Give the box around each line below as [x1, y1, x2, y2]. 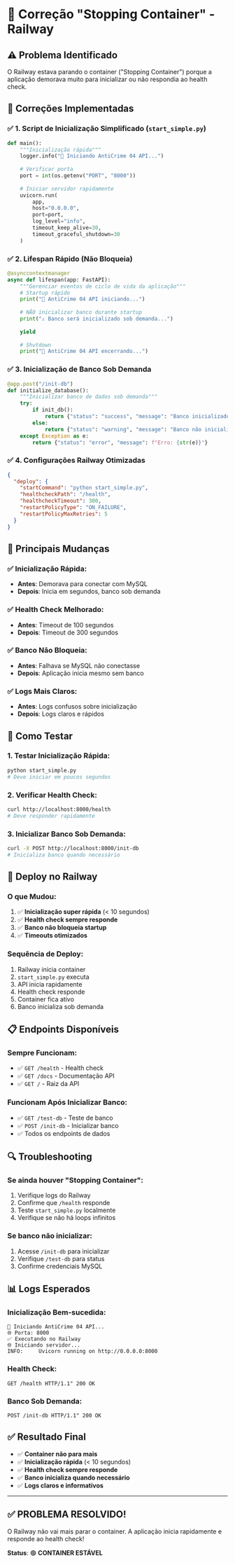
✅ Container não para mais [17, 1450, 98, 1458]
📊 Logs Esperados [7, 1283, 91, 1295]
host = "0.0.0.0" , [32, 204, 80, 212]
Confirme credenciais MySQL [17, 1262, 103, 1270]
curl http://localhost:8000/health [7, 805, 111, 813]
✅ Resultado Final [7, 1431, 86, 1443]
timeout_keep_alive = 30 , [32, 224, 101, 232]
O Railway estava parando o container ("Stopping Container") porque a [7, 68, 212, 76]
